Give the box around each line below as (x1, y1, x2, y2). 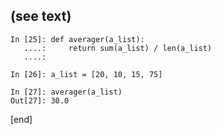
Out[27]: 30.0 (10, 95, 70, 106)
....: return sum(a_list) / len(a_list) (23, 43, 213, 53)
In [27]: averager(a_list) (10, 87, 123, 97)
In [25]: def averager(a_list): (10, 34, 145, 44)
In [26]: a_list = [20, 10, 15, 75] (10, 69, 163, 79)
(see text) (10, 8, 72, 25)
